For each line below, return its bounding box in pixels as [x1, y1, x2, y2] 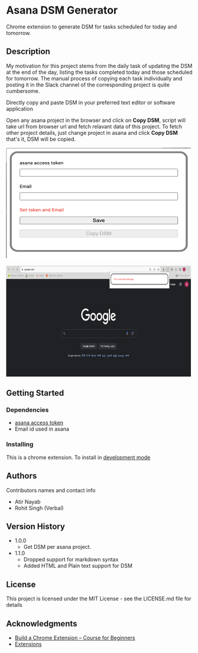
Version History [6, 521, 65, 531]
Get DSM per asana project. [23, 544, 92, 551]
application [6, 105, 34, 112]
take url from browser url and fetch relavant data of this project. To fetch [6, 122, 182, 130]
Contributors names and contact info [6, 486, 96, 494]
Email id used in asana [14, 425, 70, 432]
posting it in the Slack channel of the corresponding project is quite [6, 81, 170, 88]
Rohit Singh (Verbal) [14, 504, 64, 512]
